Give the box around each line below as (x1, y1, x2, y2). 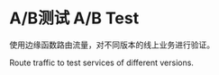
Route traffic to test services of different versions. (9, 57, 194, 68)
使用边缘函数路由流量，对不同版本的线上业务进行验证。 (9, 39, 214, 50)
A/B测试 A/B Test (9, 8, 140, 29)
